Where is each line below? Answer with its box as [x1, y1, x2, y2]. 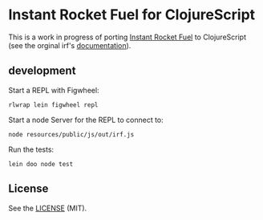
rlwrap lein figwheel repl [8, 100, 99, 109]
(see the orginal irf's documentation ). [8, 40, 131, 50]
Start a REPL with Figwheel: [8, 85, 99, 95]
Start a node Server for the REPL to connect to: [8, 115, 164, 124]
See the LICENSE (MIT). [8, 203, 87, 213]
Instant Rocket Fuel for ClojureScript [8, 6, 256, 24]
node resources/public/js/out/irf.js [8, 130, 135, 138]
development [8, 64, 76, 78]
